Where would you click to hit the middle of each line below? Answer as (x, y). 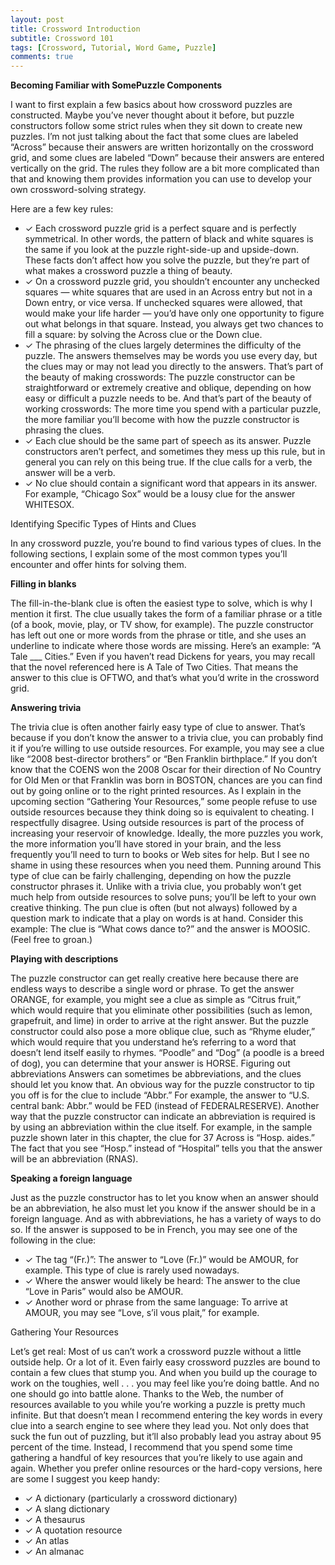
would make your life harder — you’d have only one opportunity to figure (174, 313)
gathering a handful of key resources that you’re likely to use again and (156, 1458)
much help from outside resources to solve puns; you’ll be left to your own (163, 897)
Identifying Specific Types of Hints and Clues (103, 524)
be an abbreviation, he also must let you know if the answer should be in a (163, 1208)
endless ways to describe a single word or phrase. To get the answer (152, 989)
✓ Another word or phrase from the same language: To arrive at (156, 1302)
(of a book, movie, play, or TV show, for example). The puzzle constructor (162, 625)
